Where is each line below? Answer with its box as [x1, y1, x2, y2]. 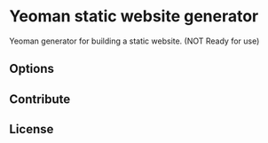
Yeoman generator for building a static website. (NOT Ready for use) [9, 36, 260, 46]
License [9, 122, 54, 137]
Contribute [9, 91, 71, 107]
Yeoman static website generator [9, 6, 259, 27]
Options [9, 61, 55, 76]
